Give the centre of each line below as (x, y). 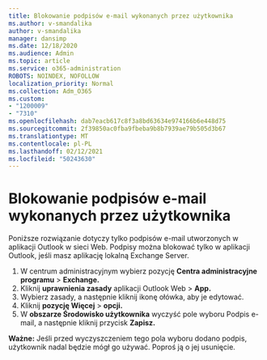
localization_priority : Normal (61, 83)
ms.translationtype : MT (49, 136)
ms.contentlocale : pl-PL (50, 144)
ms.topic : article (39, 61)
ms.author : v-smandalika (50, 23)
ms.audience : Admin (41, 53)
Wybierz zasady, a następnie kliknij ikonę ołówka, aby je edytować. (132, 297)
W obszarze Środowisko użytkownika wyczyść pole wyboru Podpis (135, 314)
